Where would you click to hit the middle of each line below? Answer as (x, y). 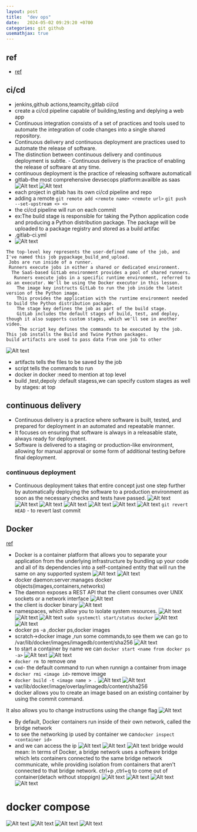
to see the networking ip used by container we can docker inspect (94, 734)
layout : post (22, 11)
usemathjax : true (27, 34)
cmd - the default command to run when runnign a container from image (101, 667)
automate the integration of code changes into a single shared (90, 129)
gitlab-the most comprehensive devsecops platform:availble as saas (97, 179)
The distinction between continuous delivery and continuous (88, 154)
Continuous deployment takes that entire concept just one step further (100, 485)
